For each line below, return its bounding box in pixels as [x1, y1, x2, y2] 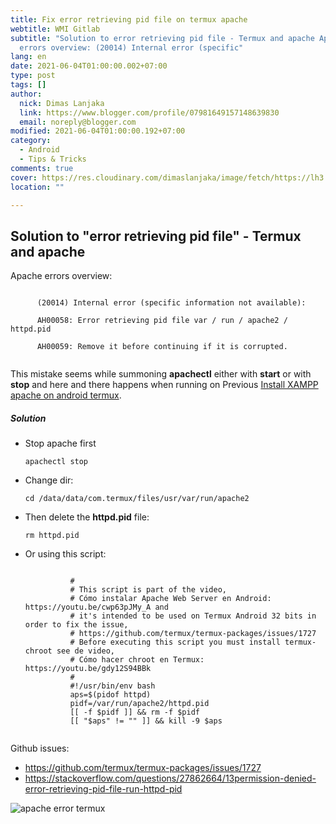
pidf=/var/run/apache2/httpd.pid [69, 699, 210, 709]
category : [10, 136, 52, 146]
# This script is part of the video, [69, 585, 227, 595]
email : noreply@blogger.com [19, 117, 137, 127]
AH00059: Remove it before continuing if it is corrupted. [36, 342, 288, 352]
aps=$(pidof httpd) [69, 690, 152, 700]
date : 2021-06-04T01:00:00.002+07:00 [10, 61, 168, 71]
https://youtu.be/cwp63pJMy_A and [24, 602, 169, 613]
